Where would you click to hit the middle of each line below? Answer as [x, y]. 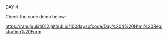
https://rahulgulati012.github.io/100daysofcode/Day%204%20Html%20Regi [84, 26]
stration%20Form [23, 31]
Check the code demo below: [36, 17]
